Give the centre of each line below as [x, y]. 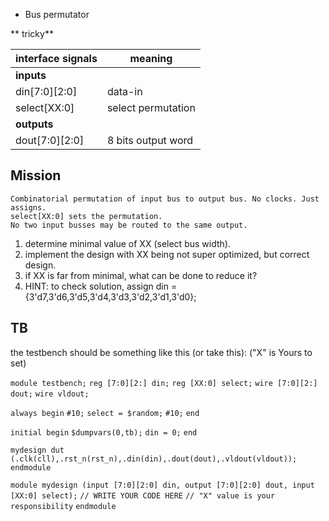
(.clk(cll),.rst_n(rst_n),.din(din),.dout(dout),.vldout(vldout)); [154, 459]
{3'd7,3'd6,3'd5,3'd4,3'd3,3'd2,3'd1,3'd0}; [110, 296]
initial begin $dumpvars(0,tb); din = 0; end [104, 432]
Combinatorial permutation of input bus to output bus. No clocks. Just [165, 199]
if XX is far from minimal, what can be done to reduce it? [141, 275]
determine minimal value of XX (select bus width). [127, 243]
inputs [31, 75]
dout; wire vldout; [50, 394]
